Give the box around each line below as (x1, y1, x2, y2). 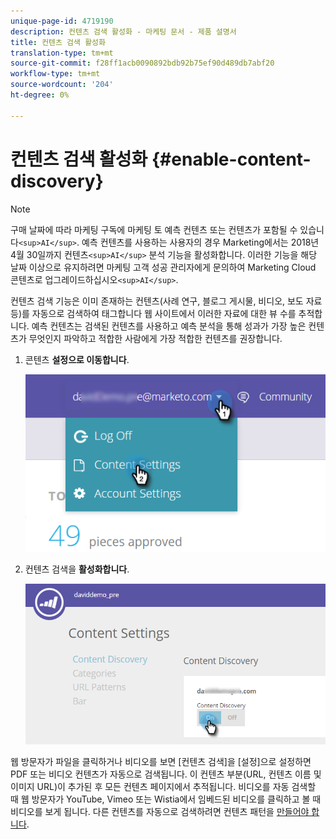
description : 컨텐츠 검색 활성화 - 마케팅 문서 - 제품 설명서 (10, 26, 237, 37)
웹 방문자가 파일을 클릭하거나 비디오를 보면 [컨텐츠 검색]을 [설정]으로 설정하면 (10, 755, 312, 767)
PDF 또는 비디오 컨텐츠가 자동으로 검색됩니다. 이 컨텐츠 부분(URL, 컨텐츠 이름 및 (10, 768, 322, 780)
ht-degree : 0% (10, 90, 70, 100)
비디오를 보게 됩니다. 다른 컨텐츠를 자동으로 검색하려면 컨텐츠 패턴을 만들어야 (10, 805, 310, 817)
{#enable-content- (151, 148, 312, 170)
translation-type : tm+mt (10, 48, 114, 58)
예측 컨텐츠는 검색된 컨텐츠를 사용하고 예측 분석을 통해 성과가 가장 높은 (31, 320, 307, 332)
